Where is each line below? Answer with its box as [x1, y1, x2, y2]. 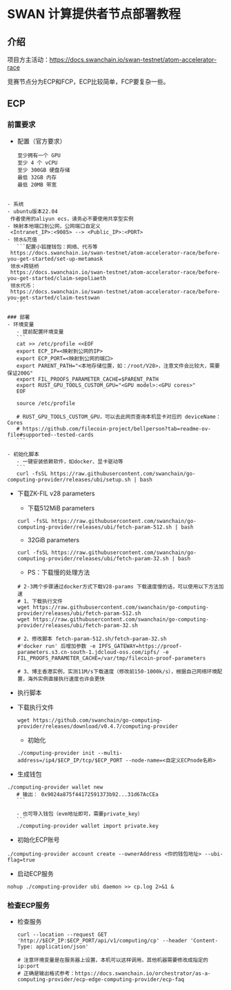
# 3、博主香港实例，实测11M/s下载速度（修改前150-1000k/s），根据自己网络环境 [17, 668, 217, 675]
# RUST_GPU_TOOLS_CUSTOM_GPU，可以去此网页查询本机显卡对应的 [16, 413, 183, 420]
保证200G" [7, 370, 33, 377]
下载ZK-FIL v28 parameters [17, 489, 95, 497]
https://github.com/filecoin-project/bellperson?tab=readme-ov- [22, 425, 212, 432]
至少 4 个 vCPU [17, 159, 58, 166]
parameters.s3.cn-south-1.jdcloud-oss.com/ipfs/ [17, 649, 160, 655]
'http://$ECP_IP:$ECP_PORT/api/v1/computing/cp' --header [17, 937, 188, 944]
